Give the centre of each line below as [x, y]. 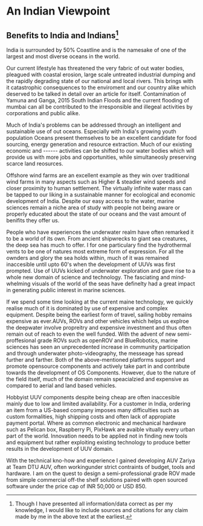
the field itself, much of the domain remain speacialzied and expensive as [98, 379]
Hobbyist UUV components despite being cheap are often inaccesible [93, 397]
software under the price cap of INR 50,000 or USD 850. [76, 486]
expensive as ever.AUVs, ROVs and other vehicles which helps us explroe [98, 321]
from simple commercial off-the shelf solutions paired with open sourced [97, 480]
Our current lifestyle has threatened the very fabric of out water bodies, [95, 68]
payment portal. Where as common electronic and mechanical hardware [96, 423]
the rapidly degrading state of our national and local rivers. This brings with [100, 81]
